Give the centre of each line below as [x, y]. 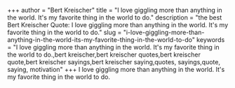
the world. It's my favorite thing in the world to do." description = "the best [115, 17]
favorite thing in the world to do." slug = [65, 32]
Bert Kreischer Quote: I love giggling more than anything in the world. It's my [118, 25]
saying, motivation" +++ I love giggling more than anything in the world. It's [116, 69]
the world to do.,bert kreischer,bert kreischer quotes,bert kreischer [104, 54]
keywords [210, 40]
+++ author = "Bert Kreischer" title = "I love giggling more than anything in [115, 10]
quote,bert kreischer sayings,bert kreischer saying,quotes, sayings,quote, [114, 62]
